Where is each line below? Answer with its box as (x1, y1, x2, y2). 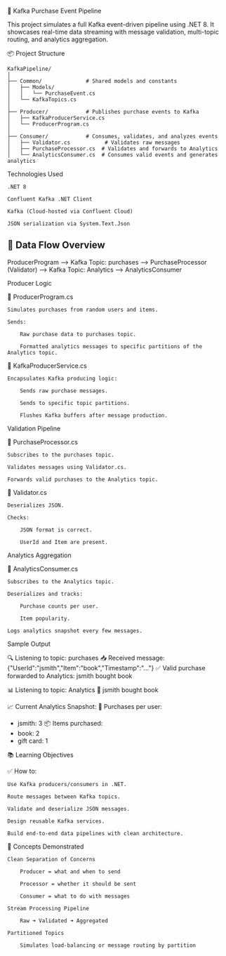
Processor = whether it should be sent (20, 880, 137, 887)
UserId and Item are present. (20, 538, 109, 545)
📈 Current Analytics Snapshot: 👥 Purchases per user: (7, 702, 163, 710)
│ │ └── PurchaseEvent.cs (7, 90, 96, 97)
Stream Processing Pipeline (7, 905, 90, 912)
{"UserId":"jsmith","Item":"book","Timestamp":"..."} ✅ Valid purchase (7, 663, 206, 672)
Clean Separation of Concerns (7, 856, 96, 863)
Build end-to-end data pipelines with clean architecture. (7, 830, 184, 837)
